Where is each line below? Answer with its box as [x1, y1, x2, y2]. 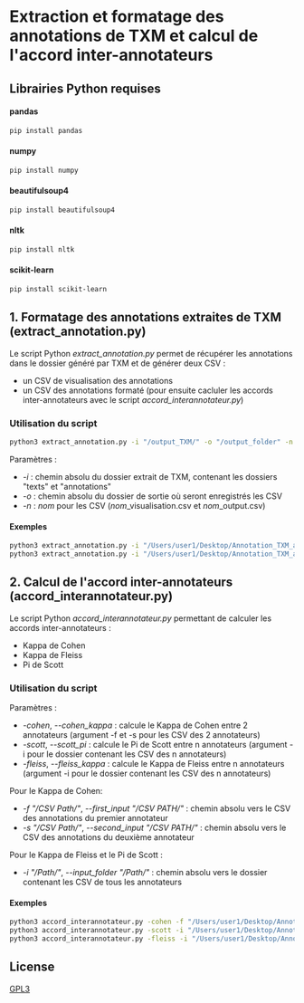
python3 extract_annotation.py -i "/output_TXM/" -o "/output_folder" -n [9, 437, 294, 447]
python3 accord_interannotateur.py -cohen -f [9, 917, 184, 927]
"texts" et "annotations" [22, 481, 111, 492]
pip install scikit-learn [9, 285, 107, 294]
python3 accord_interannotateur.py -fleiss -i [9, 934, 188, 943]
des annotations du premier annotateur [22, 813, 169, 824]
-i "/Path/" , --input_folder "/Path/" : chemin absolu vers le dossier [22, 867, 268, 878]
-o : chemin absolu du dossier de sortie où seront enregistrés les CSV [22, 491, 283, 501]
